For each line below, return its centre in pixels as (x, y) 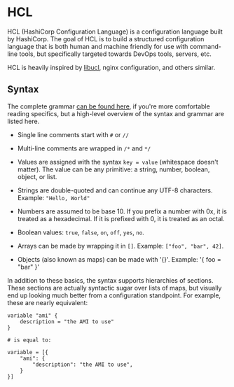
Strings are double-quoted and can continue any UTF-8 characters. (115, 190)
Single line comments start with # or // (73, 134)
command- (206, 46)
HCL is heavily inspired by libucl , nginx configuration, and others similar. (111, 67)
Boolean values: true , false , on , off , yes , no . (81, 232)
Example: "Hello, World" (54, 197)
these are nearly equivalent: (48, 302)
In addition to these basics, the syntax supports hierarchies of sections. (110, 280)
